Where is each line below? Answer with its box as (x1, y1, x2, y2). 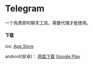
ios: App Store (5, 43, 34, 49)
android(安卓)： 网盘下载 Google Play (5, 54, 81, 60)
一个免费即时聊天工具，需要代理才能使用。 (5, 20, 91, 26)
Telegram (5, 3, 45, 14)
